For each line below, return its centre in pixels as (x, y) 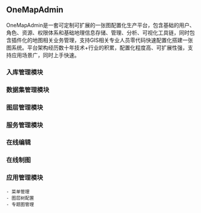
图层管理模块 (25, 107)
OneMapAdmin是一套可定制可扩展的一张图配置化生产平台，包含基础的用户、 (100, 25)
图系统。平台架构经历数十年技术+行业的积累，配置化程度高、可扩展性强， (97, 47)
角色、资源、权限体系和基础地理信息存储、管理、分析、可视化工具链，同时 (98, 32)
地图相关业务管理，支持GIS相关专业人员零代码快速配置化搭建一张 (112, 40)
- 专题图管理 (20, 204)
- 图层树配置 (20, 198)
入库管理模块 (25, 72)
